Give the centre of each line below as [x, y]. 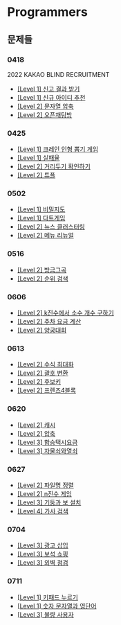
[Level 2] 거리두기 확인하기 [54, 166]
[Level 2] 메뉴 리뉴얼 [45, 236]
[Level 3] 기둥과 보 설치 [49, 502]
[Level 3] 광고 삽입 [43, 545]
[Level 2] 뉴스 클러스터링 [51, 227]
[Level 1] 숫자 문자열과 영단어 [57, 606]
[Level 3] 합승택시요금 [47, 442]
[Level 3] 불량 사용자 [45, 615]
